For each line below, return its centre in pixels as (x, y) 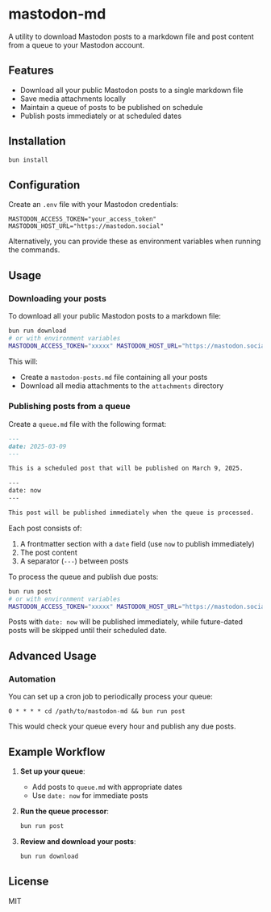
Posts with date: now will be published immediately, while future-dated (126, 622)
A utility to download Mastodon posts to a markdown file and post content (131, 36)
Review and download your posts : (78, 841)
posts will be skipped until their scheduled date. (88, 631)
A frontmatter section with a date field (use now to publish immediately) (137, 543)
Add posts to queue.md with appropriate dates (107, 787)
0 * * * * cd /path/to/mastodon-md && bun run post (97, 711)
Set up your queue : (53, 771)
